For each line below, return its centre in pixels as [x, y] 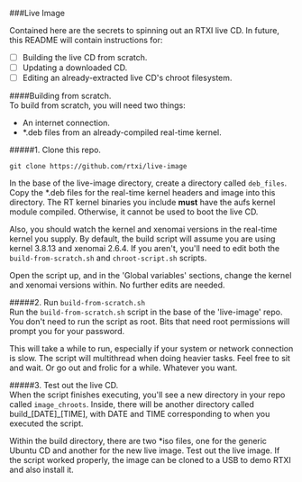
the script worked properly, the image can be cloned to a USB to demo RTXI [150, 460]
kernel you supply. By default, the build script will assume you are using [142, 239]
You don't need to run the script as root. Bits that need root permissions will [150, 322]
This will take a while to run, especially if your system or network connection [151, 349]
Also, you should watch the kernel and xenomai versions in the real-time [143, 230]
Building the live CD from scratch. [85, 57]
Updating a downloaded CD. [75, 68]
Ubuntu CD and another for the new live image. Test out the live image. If [145, 450]
